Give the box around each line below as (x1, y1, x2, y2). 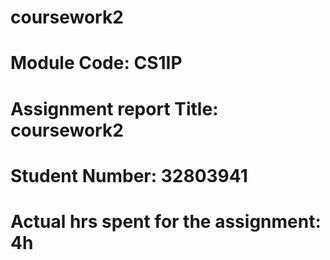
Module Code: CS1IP (10, 52, 183, 75)
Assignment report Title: (10, 97, 219, 120)
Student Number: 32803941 (10, 164, 248, 187)
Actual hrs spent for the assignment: (10, 210, 322, 233)
